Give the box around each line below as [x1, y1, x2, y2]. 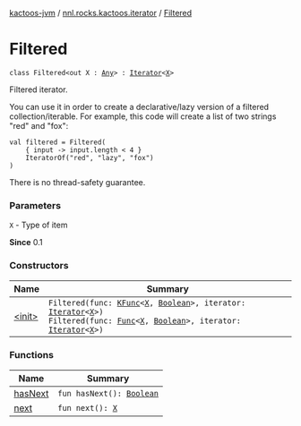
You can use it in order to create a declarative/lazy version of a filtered [9, 101, 270, 112]
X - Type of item [9, 219, 68, 231]
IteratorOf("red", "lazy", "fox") [25, 153, 154, 162]
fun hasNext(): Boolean [57, 388, 159, 398]
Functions [9, 349, 54, 362]
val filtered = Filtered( [9, 138, 106, 147]
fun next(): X [57, 403, 118, 413]
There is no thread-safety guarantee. [9, 176, 146, 187]
